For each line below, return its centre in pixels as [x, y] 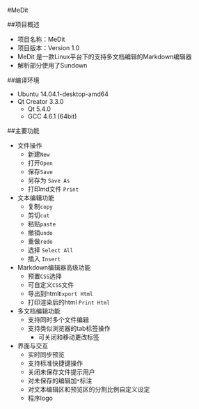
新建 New [39, 154]
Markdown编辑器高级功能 [54, 267]
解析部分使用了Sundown [52, 65]
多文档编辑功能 [39, 311]
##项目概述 [23, 24]
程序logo [40, 398]
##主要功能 [23, 131]
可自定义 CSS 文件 [51, 285]
